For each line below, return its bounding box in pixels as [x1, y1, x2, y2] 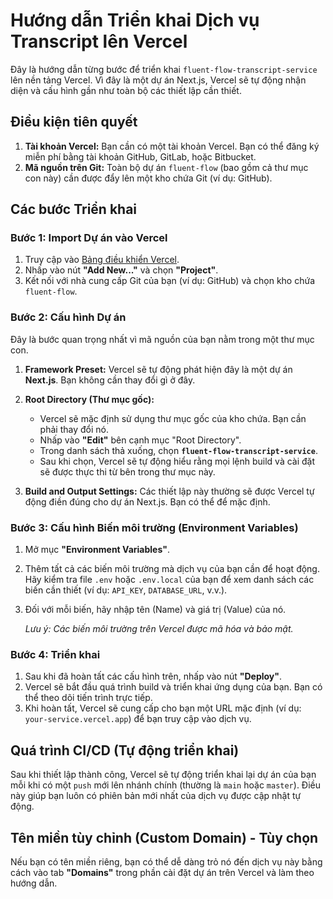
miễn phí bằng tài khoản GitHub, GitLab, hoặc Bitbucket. [24, 150, 257, 163]
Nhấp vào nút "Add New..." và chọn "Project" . [24, 264, 219, 276]
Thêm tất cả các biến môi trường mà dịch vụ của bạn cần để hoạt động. [24, 563, 320, 575]
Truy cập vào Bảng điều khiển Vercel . [24, 254, 180, 266]
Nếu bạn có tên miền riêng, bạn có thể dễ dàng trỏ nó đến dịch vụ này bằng [10, 855, 323, 868]
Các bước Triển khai [10, 201, 138, 218]
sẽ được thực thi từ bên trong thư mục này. [39, 465, 216, 478]
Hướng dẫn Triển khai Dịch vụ [10, 9, 260, 32]
